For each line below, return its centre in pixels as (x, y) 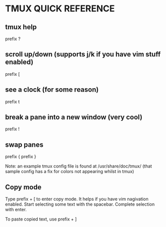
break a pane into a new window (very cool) (74, 117)
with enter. (16, 210)
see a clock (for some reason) (52, 90)
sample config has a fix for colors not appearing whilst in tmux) (70, 171)
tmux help (21, 27)
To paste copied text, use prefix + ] (41, 219)
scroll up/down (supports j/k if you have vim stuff (83, 54)
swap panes (24, 144)
